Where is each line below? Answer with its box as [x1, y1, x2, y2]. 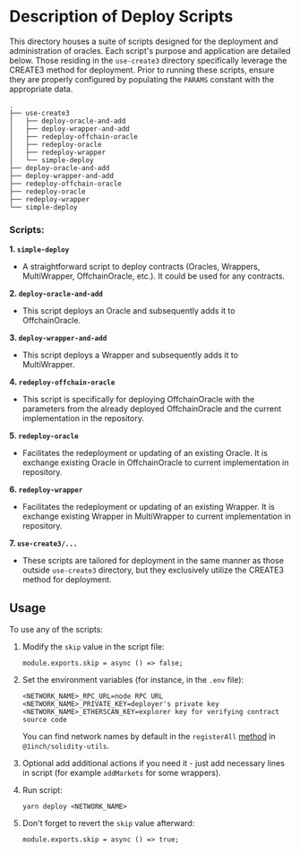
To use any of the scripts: [9, 625, 103, 635]
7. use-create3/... [9, 538, 78, 548]
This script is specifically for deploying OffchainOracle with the [21, 394, 255, 405]
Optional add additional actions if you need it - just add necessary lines [21, 758, 285, 769]
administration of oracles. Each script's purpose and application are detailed [9, 45, 291, 56]
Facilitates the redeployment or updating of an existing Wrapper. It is [21, 502, 275, 513]
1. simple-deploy [9, 244, 70, 254]
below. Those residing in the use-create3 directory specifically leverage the [9, 55, 287, 65]
